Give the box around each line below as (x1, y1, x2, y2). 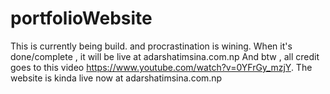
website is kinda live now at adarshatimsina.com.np (10, 72, 223, 84)
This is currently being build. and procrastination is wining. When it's (10, 40, 293, 52)
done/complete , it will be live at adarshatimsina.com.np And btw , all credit (10, 50, 320, 62)
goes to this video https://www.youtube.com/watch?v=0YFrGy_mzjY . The (10, 61, 313, 73)
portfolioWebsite (10, 7, 153, 30)
